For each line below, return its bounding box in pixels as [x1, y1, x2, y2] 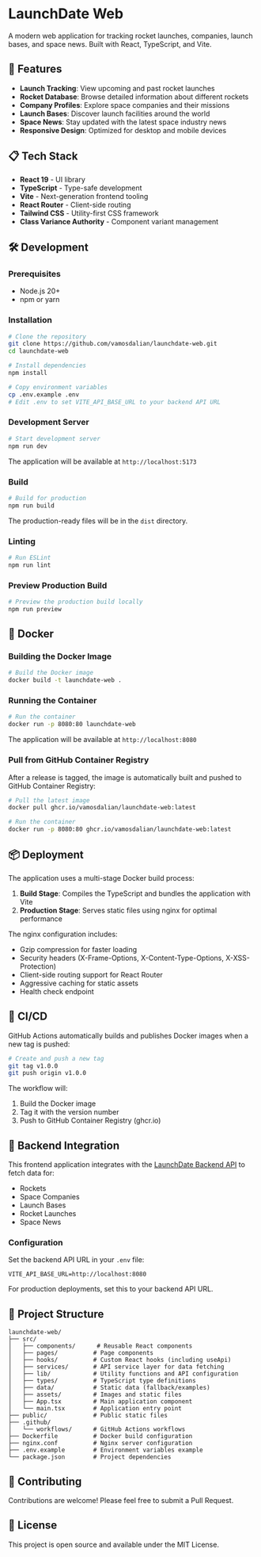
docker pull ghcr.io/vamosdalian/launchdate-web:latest [8, 804, 196, 812]
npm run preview [8, 605, 62, 613]
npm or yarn [19, 295, 60, 304]
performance [19, 913, 63, 924]
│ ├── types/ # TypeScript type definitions [8, 1377, 196, 1385]
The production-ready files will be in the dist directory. [8, 516, 188, 526]
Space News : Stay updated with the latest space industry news [19, 117, 227, 127]
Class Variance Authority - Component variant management [19, 216, 219, 226]
